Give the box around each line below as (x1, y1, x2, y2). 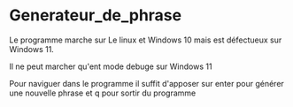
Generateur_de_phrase (9, 5, 182, 26)
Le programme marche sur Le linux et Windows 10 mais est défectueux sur (9, 34, 282, 45)
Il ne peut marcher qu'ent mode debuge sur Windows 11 (9, 61, 212, 72)
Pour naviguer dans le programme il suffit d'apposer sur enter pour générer (9, 78, 285, 88)
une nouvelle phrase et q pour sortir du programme (9, 88, 197, 98)
